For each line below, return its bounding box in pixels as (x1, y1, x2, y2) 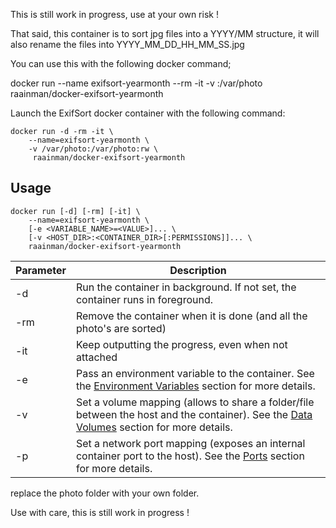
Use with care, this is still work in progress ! (10, 506, 190, 518)
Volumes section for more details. (75, 420, 233, 434)
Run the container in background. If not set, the (75, 280, 297, 294)
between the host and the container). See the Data (75, 407, 313, 421)
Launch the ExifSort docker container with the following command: (10, 107, 286, 119)
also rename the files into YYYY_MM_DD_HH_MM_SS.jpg (10, 39, 245, 50)
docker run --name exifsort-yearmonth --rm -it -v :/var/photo (10, 77, 263, 89)
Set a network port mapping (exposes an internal (75, 436, 306, 450)
